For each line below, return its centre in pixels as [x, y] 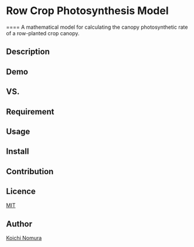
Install [18, 152]
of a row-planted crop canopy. [43, 33]
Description [28, 52]
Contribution [30, 171]
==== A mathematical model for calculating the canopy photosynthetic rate [97, 27]
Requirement [30, 112]
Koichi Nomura [24, 238]
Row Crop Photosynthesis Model [87, 11]
